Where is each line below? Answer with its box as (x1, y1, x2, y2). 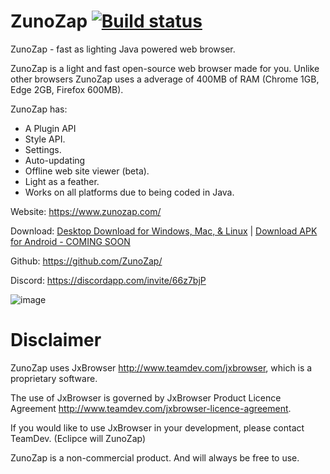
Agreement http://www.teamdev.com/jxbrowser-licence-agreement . (10, 402, 292, 414)
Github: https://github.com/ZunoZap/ (10, 255, 163, 267)
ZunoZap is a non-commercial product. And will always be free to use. (10, 451, 300, 464)
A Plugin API (24, 122, 77, 134)
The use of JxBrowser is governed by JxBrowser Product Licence (10, 391, 282, 404)
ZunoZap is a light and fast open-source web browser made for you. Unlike (10, 62, 320, 74)
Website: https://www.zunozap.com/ (10, 205, 162, 217)
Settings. (24, 143, 62, 155)
